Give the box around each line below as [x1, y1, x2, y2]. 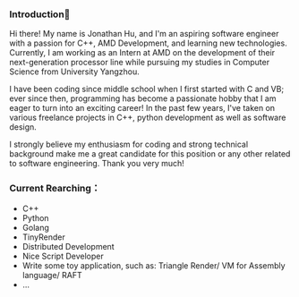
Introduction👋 [9, 8, 71, 21]
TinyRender [21, 232, 65, 242]
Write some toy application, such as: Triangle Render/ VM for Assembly [21, 259, 286, 271]
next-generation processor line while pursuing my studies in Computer [9, 57, 270, 68]
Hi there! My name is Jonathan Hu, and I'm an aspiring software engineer [9, 29, 279, 39]
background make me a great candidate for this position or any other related [9, 148, 291, 159]
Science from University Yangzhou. [9, 66, 141, 77]
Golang [21, 222, 49, 233]
